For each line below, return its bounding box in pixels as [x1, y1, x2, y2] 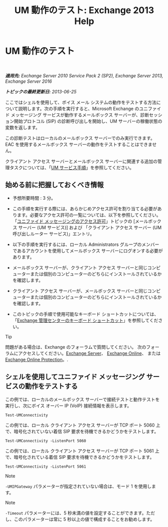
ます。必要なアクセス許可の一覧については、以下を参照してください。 [17, 212, 161, 218]
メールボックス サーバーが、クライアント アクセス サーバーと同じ [12, 265, 148, 271]
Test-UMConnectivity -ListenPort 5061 [5, 464, 86, 469]
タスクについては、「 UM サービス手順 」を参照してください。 [9, 164, 134, 171]
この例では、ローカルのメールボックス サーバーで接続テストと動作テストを [5, 396, 160, 402]
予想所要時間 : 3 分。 [12, 195, 56, 201]
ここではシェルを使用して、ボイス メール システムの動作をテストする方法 [5, 99, 156, 105]
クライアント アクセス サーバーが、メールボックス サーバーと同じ [12, 288, 148, 294]
